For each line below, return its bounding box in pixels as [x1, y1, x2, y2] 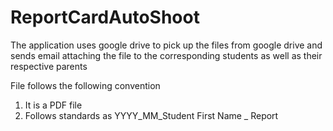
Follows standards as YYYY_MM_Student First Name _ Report [24, 109, 279, 121]
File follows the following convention [10, 79, 161, 91]
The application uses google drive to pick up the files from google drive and [10, 39, 323, 51]
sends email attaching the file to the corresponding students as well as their [10, 49, 323, 61]
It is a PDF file [24, 99, 83, 111]
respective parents [10, 60, 88, 72]
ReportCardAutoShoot [10, 6, 200, 29]
